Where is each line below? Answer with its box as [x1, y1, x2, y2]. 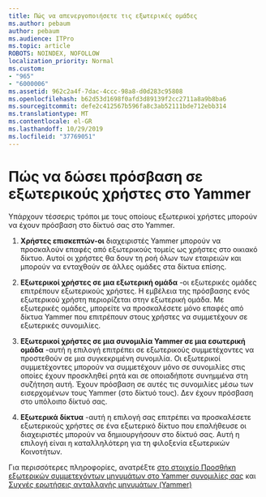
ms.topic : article [8, 42, 71, 50]
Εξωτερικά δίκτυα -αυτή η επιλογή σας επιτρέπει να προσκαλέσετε [19, 412, 251, 422]
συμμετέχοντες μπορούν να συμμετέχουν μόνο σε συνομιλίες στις [19, 362, 246, 371]
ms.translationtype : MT [8, 110, 89, 118]
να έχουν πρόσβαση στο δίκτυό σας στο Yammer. [8, 220, 175, 229]
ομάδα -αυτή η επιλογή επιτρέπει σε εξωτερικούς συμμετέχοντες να [19, 345, 254, 354]
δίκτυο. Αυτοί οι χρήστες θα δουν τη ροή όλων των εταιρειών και [19, 253, 242, 263]
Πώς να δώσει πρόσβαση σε [8, 167, 204, 186]
